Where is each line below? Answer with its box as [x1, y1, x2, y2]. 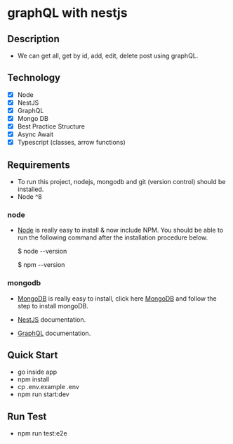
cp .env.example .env [17, 383, 79, 391]
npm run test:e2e [17, 429, 68, 438]
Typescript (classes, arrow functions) [17, 138, 126, 147]
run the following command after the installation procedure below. [17, 233, 208, 242]
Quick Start [7, 349, 58, 361]
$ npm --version [17, 261, 65, 269]
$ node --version [17, 247, 67, 256]
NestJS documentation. [17, 315, 86, 324]
